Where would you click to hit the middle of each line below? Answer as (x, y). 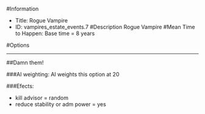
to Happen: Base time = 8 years (55, 33)
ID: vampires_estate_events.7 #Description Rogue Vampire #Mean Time (105, 27)
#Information (23, 9)
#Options (18, 45)
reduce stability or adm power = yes (61, 104)
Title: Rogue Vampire (41, 20)
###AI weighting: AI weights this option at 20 (63, 74)
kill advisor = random (42, 98)
